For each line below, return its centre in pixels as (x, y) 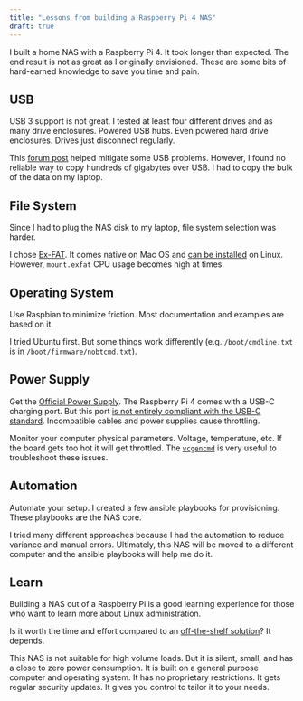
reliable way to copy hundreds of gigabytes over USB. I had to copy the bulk (151, 167)
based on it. (32, 324)
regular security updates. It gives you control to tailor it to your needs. (139, 687)
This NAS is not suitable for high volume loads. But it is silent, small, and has (151, 658)
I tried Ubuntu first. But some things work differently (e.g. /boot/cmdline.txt (151, 341)
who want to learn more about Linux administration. (105, 614)
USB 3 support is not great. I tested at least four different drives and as (141, 121)
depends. (27, 641)
